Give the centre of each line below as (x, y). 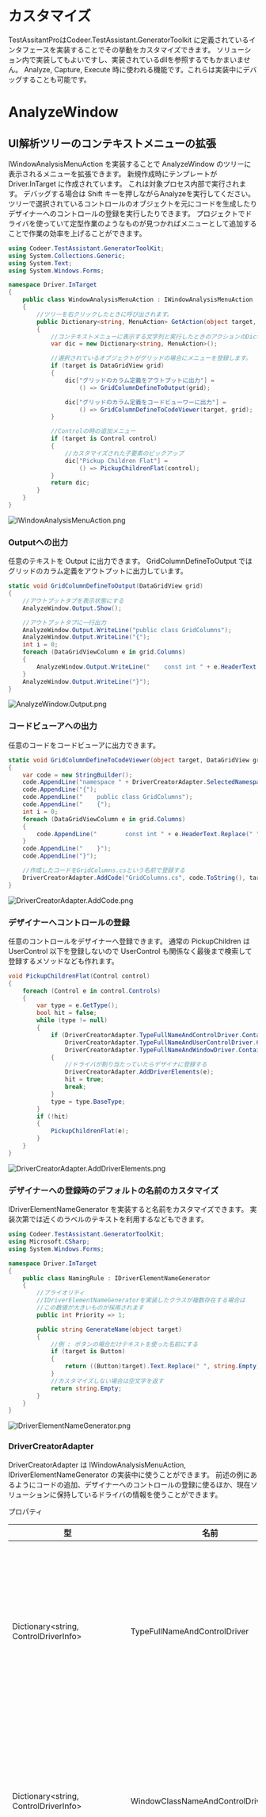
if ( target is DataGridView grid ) (107, 366)
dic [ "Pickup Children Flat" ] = (116, 461)
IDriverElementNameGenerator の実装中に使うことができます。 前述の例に (129, 1475)
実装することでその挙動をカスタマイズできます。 (136, 49)
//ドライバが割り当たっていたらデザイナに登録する (136, 1065)
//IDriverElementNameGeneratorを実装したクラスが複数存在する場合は (141, 1300)
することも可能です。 (56, 79)
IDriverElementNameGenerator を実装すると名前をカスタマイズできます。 (128, 1209)
